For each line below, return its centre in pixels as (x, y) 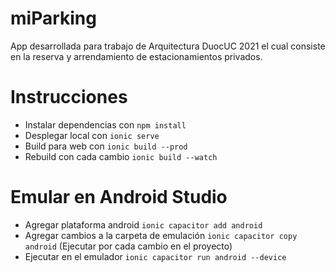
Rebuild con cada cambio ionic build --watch (121, 156)
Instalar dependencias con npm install (105, 124)
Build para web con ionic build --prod (106, 146)
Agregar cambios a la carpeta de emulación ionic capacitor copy (161, 235)
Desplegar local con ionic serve (92, 135)
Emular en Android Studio (119, 197)
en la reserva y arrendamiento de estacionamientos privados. (136, 56)
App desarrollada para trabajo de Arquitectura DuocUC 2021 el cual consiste (168, 46)
